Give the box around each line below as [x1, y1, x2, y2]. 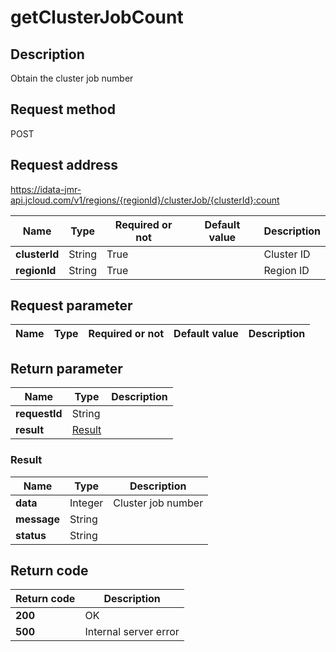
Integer [69, 496, 104, 510]
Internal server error [84, 625, 180, 639]
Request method [10, 101, 116, 118]
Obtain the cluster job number [10, 72, 134, 84]
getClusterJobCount [10, 6, 184, 29]
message [15, 512, 60, 526]
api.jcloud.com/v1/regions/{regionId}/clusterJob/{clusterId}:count [10, 194, 280, 206]
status [15, 528, 47, 542]
